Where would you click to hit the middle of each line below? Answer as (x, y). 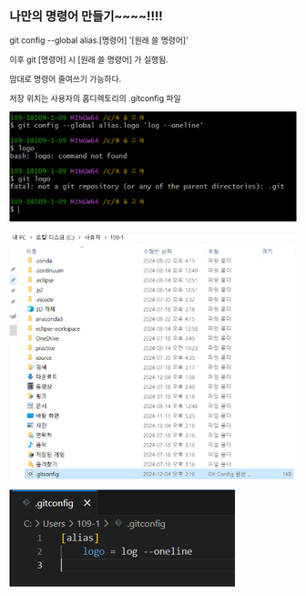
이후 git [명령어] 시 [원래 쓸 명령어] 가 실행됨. (89, 59)
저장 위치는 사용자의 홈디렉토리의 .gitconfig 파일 (95, 98)
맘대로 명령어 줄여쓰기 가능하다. (66, 78)
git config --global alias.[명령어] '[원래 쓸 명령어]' (99, 40)
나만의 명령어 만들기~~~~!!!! (87, 16)
